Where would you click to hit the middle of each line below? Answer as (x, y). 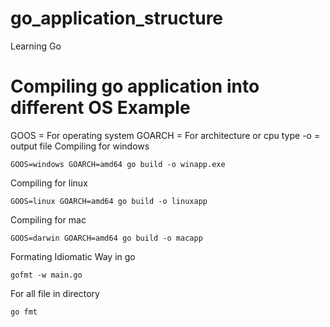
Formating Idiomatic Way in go (73, 256)
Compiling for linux (49, 183)
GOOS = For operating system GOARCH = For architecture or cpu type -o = (165, 135)
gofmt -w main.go (46, 275)
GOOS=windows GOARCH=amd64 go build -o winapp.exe (118, 164)
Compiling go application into (135, 86)
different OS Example (100, 108)
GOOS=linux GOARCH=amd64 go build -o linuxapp (109, 201)
